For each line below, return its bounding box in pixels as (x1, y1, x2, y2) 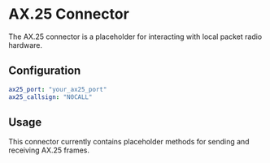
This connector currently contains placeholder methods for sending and (8, 137, 250, 147)
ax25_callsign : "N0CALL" (8, 92, 93, 101)
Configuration (8, 64, 81, 78)
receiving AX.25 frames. (8, 145, 89, 155)
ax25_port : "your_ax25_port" (8, 85, 107, 93)
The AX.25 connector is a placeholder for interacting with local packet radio (8, 32, 263, 41)
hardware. (8, 40, 43, 49)
